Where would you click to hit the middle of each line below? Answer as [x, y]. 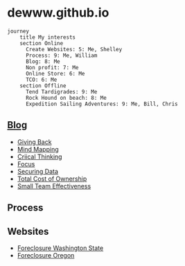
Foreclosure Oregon [46, 255]
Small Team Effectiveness [54, 186]
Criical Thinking [39, 157]
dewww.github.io [58, 13]
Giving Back [34, 142]
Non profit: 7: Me [52, 67]
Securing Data [38, 171]
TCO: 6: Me [41, 80]
